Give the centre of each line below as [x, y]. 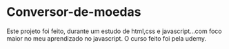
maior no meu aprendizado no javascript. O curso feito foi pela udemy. [107, 38]
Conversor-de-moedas [74, 12]
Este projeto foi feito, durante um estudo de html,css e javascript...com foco [114, 31]
